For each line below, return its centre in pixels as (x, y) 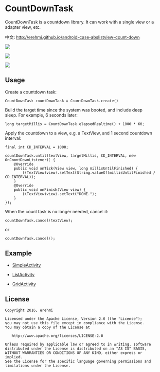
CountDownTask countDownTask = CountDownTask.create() (62, 101)
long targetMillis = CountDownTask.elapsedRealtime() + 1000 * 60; (75, 124)
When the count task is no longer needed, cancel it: (57, 211)
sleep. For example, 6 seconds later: (41, 115)
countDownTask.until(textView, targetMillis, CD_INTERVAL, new (71, 156)
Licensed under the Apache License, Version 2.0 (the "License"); (74, 319)
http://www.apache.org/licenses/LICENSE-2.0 (57, 336)
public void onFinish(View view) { (50, 190)
